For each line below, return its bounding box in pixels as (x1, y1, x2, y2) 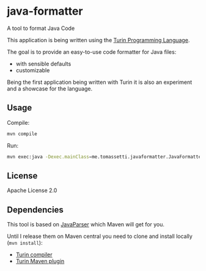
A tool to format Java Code (7, 24, 75, 32)
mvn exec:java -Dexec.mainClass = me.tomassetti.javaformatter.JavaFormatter (7, 154, 204, 160)
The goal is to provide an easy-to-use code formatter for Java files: (7, 48, 177, 56)
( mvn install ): (7, 239, 43, 247)
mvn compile (7, 130, 37, 137)
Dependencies (7, 204, 64, 215)
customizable (15, 66, 50, 74)
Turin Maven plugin (15, 258, 65, 265)
